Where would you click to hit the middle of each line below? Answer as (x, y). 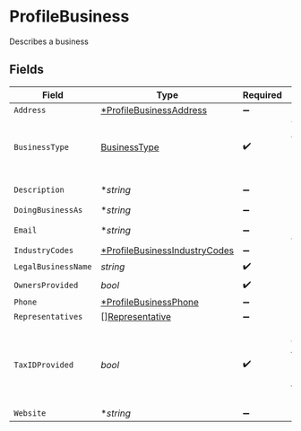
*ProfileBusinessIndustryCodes (168, 251)
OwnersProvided (46, 286)
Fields (27, 70)
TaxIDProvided (44, 365)
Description (39, 189)
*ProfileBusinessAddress (154, 110)
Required (262, 94)
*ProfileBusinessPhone (150, 302)
